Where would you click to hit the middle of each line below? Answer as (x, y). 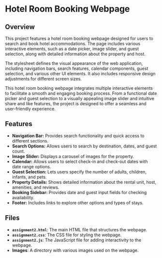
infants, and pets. (29, 177)
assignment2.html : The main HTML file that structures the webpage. (80, 229)
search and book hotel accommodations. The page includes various (73, 44)
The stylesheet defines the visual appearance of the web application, (74, 63)
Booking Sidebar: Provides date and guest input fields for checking (79, 192)
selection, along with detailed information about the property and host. (75, 54)
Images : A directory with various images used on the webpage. (75, 250)
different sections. (30, 141)
